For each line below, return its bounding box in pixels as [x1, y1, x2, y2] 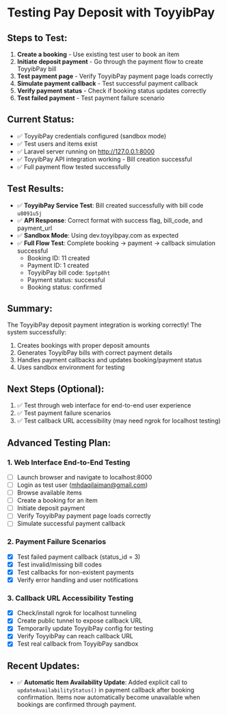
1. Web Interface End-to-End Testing [7, 457, 131, 467]
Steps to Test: [7, 32, 68, 44]
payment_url [16, 224, 53, 232]
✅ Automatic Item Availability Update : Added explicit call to [16, 678, 188, 686]
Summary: [7, 303, 53, 314]
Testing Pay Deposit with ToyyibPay [7, 5, 215, 21]
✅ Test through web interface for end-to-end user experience [16, 401, 191, 410]
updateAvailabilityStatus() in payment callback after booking [16, 686, 195, 694]
